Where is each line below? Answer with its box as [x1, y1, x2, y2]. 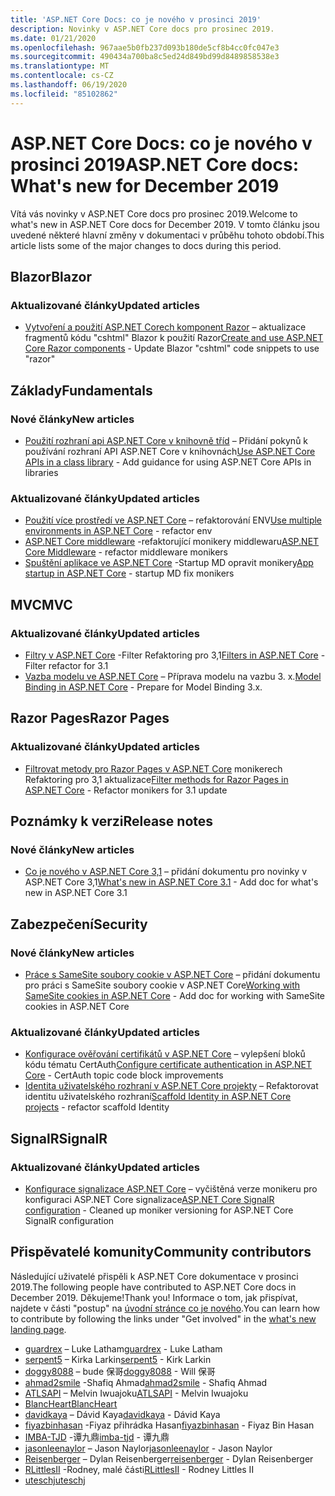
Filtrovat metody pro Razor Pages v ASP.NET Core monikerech [24, 762, 283, 775]
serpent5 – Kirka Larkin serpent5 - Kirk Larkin [24, 1353, 212, 1365]
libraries [24, 466, 59, 478]
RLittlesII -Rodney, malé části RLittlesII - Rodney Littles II [24, 1463, 255, 1475]
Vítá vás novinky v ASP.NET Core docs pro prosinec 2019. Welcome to [10, 207, 298, 220]
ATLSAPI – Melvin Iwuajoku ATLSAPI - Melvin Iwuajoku [24, 1387, 249, 1399]
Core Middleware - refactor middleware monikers [24, 546, 229, 558]
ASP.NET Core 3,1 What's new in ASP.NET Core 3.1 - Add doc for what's [24, 876, 319, 888]
